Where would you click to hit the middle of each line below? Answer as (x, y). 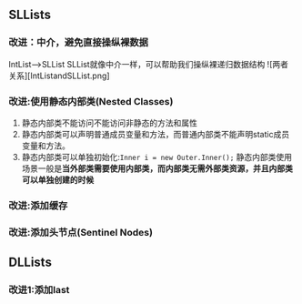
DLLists (30, 263)
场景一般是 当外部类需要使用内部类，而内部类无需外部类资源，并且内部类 (157, 168)
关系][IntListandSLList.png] (59, 76)
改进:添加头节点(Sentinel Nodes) (81, 232)
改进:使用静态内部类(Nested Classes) (91, 101)
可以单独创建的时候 (58, 179)
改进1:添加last (39, 290)
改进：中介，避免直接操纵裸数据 (79, 43)
